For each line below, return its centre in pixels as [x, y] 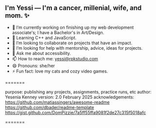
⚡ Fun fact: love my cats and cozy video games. [60, 71]
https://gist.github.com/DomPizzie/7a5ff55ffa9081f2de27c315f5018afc [76, 112]
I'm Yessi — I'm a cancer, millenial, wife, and [73, 8]
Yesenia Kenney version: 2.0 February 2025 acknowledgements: [70, 97]
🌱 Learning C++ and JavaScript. [44, 37]
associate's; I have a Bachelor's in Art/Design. [58, 32]
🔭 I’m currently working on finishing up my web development [73, 27]
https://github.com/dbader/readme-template [50, 107]
